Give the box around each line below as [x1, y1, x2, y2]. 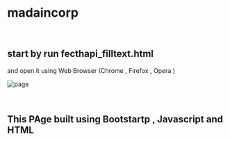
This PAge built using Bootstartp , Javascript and [7, 113, 224, 126]
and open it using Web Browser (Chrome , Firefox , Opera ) [7, 66, 176, 74]
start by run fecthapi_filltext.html [7, 48, 154, 60]
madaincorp [7, 5, 79, 21]
